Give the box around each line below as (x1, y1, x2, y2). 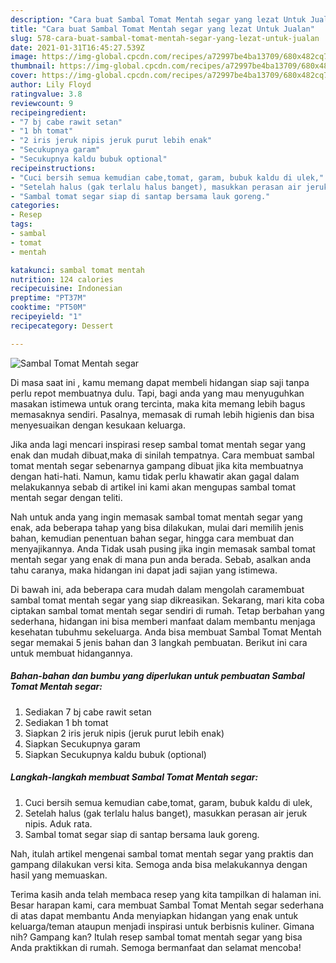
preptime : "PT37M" (10, 293, 87, 303)
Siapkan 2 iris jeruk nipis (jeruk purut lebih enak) (24, 727, 225, 739)
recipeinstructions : (10, 163, 97, 173)
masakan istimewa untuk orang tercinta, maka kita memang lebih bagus (10, 397, 306, 410)
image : (10, 52, 38, 62)
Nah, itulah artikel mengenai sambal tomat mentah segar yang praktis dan (10, 847, 314, 860)
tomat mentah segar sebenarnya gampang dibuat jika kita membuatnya (10, 459, 304, 471)
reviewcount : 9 (10, 98, 74, 108)
